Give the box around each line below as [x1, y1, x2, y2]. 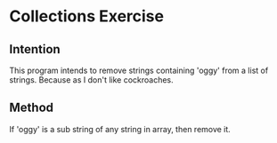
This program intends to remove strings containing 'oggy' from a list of [9, 65, 269, 75]
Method [9, 100, 54, 115]
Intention [9, 42, 61, 57]
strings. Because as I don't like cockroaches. [9, 75, 174, 85]
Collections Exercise [9, 6, 165, 27]
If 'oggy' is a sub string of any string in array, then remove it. [9, 123, 232, 134]
